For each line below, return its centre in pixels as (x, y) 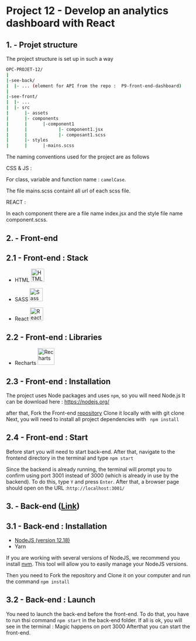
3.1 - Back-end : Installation (56, 526)
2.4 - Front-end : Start (47, 438)
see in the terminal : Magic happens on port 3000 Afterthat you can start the (98, 626)
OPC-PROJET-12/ (25, 70)
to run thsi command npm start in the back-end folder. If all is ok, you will (94, 620)
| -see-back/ (20, 80)
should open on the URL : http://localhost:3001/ (65, 488)
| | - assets (27, 113)
